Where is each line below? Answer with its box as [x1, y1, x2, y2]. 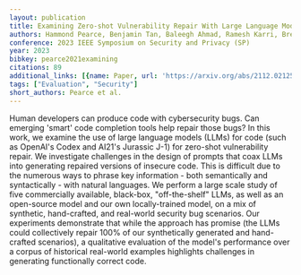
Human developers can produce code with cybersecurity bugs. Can [9, 113, 260, 124]
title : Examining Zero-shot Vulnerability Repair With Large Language [9, 21, 279, 30]
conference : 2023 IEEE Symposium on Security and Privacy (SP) [9, 38, 251, 47]
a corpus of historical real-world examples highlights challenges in [9, 245, 255, 256]
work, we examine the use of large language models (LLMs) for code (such [9, 132, 287, 142]
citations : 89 [9, 64, 63, 73]
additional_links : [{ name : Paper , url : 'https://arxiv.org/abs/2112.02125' [9, 72, 298, 81]
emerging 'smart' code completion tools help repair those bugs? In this [9, 122, 271, 133]
